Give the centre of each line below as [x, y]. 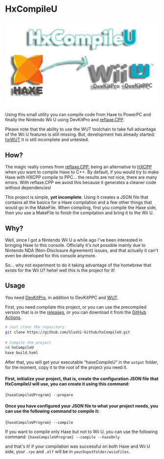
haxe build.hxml [22, 353]
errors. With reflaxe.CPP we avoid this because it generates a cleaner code [81, 183]
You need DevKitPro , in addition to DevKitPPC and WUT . [62, 297]
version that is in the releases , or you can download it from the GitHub [76, 312]
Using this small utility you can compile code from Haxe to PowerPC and [78, 115]
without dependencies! [28, 188]
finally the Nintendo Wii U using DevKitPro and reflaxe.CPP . [65, 120]
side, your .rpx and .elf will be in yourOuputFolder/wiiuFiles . [68, 451]
